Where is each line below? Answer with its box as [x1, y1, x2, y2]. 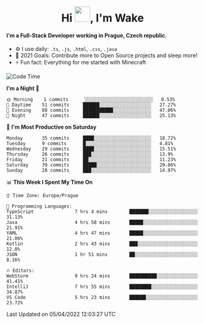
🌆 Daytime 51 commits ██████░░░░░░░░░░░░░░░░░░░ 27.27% [6, 102, 176, 108]
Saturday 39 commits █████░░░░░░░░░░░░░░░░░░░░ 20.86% [6, 162, 176, 168]
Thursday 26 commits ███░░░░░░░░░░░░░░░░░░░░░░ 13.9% [6, 151, 173, 157]
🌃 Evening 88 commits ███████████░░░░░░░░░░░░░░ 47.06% [6, 107, 176, 113]
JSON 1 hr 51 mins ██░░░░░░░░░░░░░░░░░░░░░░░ [6, 252, 199, 258]
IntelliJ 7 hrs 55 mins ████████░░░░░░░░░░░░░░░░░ [6, 284, 199, 290]
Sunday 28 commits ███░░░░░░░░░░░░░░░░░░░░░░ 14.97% [6, 167, 176, 174]
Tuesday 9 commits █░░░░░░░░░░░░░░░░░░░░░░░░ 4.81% [6, 141, 173, 147]
